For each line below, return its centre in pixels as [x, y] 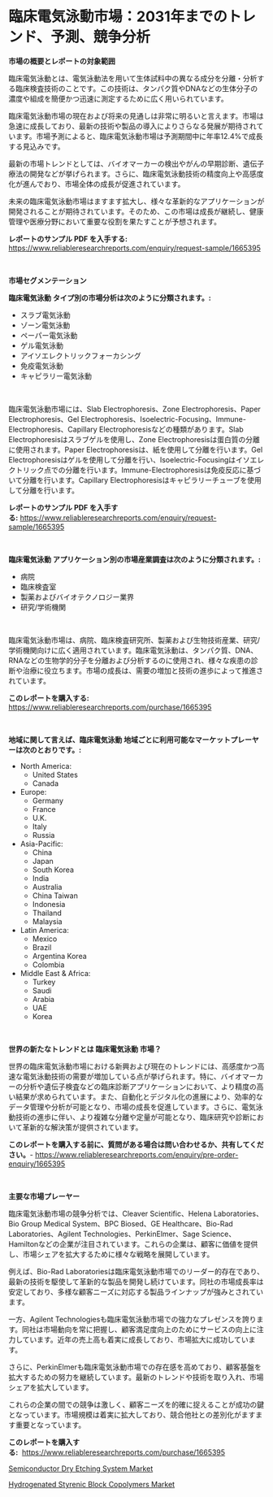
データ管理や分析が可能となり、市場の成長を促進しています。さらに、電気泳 [136, 1107]
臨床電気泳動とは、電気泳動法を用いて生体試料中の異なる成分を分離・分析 [133, 78]
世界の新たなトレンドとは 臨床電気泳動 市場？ [85, 1048]
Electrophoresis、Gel [44, 419]
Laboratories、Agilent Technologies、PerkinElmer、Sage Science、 [122, 1234]
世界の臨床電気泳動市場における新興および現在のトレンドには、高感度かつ [133, 1066]
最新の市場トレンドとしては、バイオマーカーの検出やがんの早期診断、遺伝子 [136, 163]
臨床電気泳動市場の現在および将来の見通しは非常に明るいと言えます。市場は [136, 115]
